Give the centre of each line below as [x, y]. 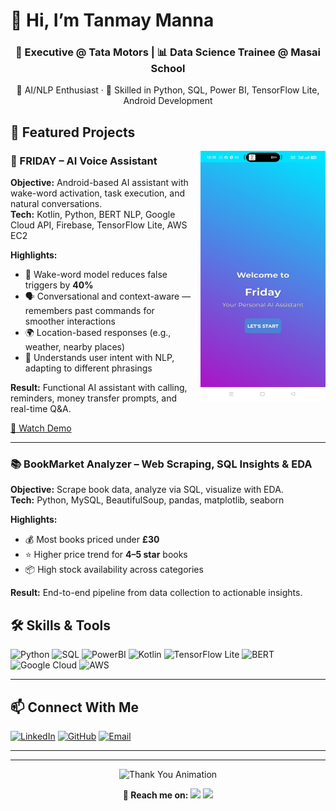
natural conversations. [56, 204]
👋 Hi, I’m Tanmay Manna [112, 20]
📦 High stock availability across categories [114, 570]
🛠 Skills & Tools [61, 625]
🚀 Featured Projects [73, 132]
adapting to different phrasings [88, 368]
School [168, 69]
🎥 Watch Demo [41, 428]
